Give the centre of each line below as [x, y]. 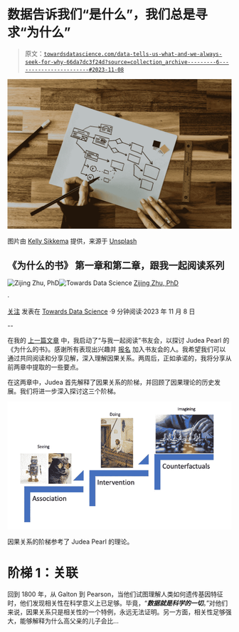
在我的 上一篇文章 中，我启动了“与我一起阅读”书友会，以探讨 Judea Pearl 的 [118, 341]
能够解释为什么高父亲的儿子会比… [69, 621]
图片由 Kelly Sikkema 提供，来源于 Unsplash [72, 241]
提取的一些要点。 [57, 367]
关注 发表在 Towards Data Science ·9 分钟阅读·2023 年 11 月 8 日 [101, 311]
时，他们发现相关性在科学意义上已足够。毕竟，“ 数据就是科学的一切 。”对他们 [118, 603]
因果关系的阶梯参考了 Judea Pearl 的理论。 [70, 542]
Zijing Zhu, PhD [156, 283]
